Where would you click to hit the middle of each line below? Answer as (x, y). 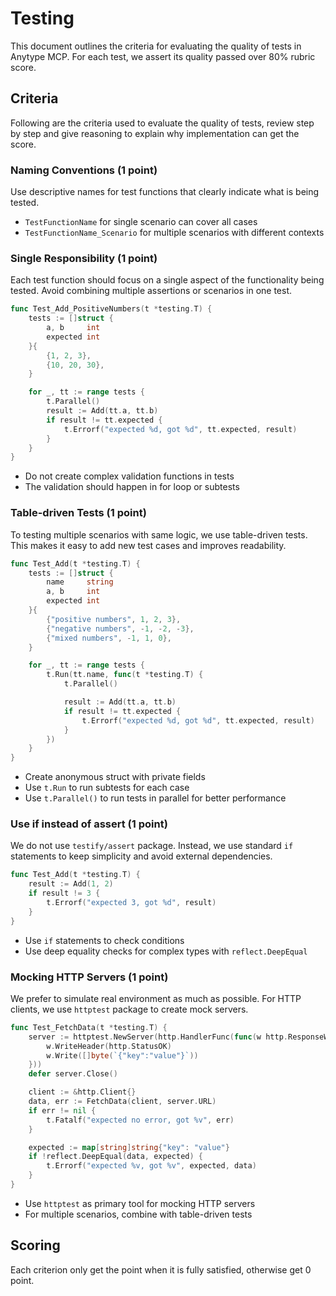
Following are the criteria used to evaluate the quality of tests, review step (162, 123)
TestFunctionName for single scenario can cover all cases (141, 222)
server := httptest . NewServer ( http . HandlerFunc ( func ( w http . (158, 1037)
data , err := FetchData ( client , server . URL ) (122, 1102)
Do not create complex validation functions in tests (129, 476)
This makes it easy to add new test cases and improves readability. (148, 545)
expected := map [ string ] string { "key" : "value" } (129, 1147)
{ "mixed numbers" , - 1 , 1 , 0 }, (109, 638)
